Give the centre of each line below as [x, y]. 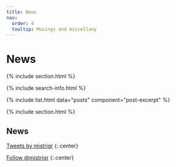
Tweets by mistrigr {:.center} [42, 146]
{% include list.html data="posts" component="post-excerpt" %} [88, 100]
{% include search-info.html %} [46, 88]
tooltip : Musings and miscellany [54, 29]
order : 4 [23, 23]
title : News [21, 12]
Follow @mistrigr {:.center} [40, 158]
